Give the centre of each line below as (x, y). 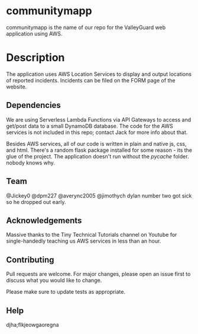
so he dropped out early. (36, 202)
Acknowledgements (44, 220)
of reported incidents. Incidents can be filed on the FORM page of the (91, 80)
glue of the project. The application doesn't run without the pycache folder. (98, 156)
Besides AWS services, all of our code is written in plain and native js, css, (96, 144)
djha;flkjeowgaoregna (33, 325)
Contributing (30, 260)
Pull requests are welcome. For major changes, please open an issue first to (98, 274)
